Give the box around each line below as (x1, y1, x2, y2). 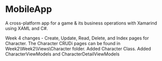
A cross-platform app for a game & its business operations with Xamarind (5, 20, 157, 26)
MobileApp (5, 3, 52, 15)
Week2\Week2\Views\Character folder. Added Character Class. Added (5, 45, 151, 51)
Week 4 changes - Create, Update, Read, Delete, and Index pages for (5, 35, 149, 41)
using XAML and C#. (5, 25, 48, 31)
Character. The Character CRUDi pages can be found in (5, 40, 121, 46)
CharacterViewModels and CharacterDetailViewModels (5, 51, 120, 57)
